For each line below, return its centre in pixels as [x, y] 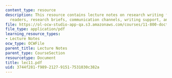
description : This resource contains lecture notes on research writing [84, 15]
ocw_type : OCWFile [25, 44]
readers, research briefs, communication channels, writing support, [85, 19]
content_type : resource [31, 10]
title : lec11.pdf [24, 63]
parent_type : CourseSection [35, 53]
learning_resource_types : [33, 34]
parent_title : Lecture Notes [36, 48]
